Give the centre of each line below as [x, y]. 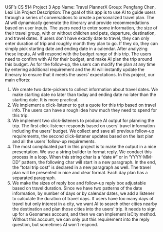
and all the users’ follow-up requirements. [54, 141]
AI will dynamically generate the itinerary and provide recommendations [77, 23]
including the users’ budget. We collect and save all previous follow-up [83, 131]
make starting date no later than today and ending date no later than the [84, 94]
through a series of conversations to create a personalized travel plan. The [80, 17]
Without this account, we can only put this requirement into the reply [81, 219]
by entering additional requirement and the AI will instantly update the [75, 70]
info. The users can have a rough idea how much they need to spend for [84, 110]
